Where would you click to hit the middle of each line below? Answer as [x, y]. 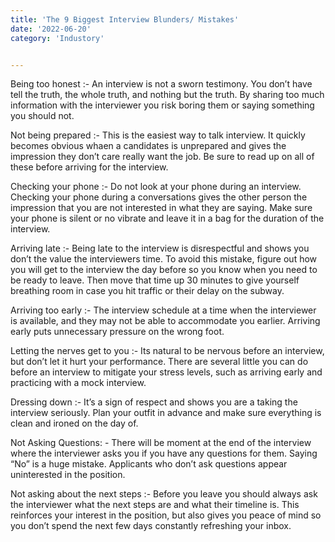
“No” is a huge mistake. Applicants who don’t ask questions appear [149, 464]
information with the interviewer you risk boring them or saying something [162, 105]
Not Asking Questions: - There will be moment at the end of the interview [161, 443]
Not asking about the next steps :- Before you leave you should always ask [164, 494]
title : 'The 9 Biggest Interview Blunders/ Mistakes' [125, 19]
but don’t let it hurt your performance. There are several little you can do [159, 362]
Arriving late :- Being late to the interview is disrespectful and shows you [160, 248]
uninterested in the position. [68, 475]
